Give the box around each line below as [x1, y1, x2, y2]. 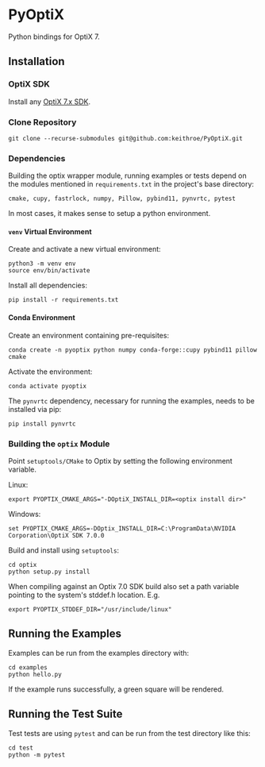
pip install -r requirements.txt [8, 296, 119, 304]
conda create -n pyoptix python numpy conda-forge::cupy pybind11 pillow [8, 345, 258, 354]
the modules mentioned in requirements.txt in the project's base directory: [8, 179, 255, 189]
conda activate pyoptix [8, 382, 87, 390]
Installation [8, 55, 65, 68]
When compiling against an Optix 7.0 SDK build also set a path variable [8, 581, 240, 591]
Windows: [8, 509, 41, 518]
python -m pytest [8, 750, 66, 759]
